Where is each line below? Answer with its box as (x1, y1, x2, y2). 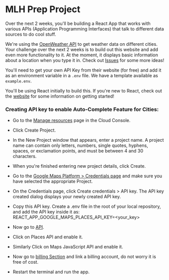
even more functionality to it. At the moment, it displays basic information (5, 52, 158, 58)
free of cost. (12, 259, 39, 265)
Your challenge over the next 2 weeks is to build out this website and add (5, 46, 158, 52)
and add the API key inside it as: (12, 209, 80, 215)
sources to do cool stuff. (5, 31, 56, 37)
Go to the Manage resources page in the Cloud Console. (12, 117, 131, 123)
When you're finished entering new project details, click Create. (12, 163, 146, 169)
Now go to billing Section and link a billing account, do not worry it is (12, 254, 156, 260)
